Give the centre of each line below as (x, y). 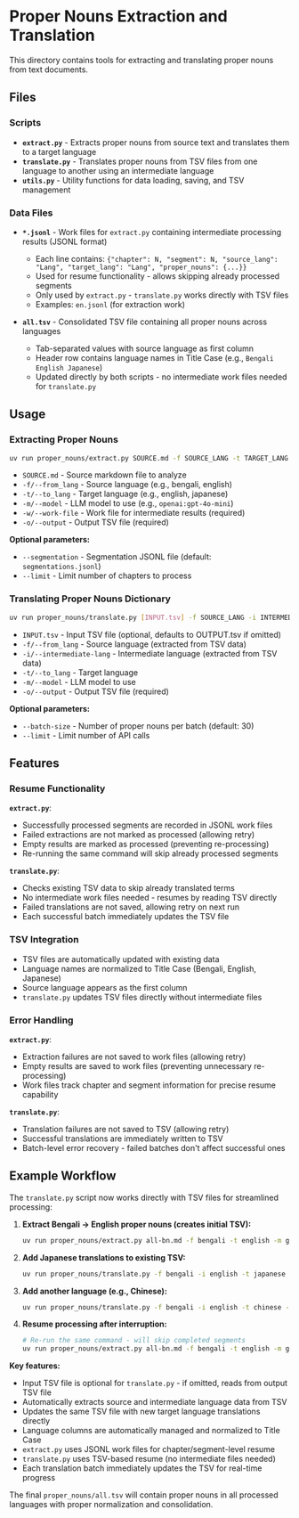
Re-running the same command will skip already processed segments (150, 853)
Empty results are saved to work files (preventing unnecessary (137, 1065)
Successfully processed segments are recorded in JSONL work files (147, 825)
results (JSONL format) (65, 241)
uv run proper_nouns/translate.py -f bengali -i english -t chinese (152, 1307)
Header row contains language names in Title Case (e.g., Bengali (154, 357)
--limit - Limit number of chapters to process (107, 575)
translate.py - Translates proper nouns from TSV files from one (140, 161)
